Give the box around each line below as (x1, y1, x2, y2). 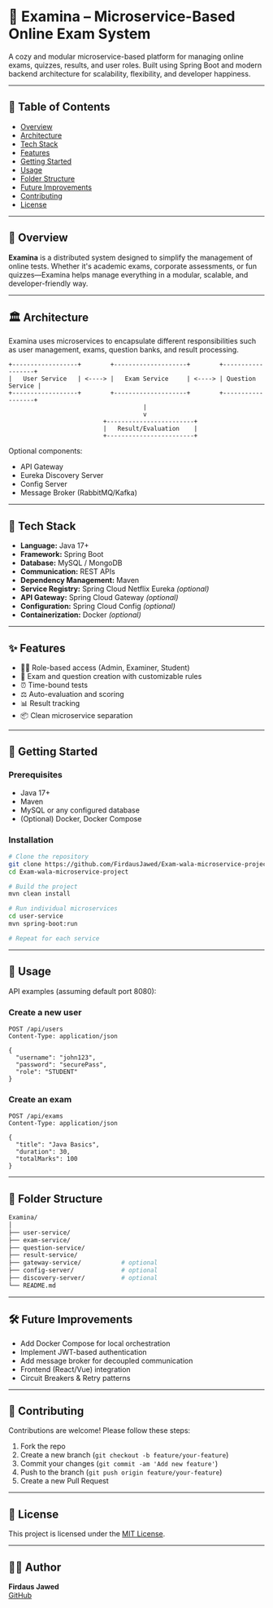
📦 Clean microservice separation (19, 711, 133, 720)
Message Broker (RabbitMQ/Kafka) (19, 488, 138, 497)
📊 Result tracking (19, 699, 80, 708)
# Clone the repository (8, 852, 89, 861)
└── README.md (8, 1282, 57, 1290)
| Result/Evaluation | (102, 425, 198, 433)
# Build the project (8, 883, 79, 891)
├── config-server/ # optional (8, 1266, 158, 1275)
